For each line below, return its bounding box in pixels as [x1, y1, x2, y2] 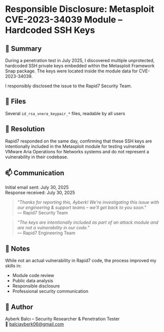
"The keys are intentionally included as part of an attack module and [17, 219, 159, 225]
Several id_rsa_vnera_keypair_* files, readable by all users [5, 110, 125, 116]
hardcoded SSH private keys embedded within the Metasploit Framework [5, 63, 155, 68]
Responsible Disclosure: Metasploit [5, 3, 155, 15]
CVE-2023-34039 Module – [5, 14, 123, 25]
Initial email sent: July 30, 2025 [5, 185, 69, 191]
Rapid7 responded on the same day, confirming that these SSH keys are [5, 138, 152, 144]
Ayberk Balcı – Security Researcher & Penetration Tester [5, 316, 120, 322]
